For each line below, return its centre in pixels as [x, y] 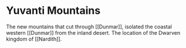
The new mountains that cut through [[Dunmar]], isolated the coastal [89, 27]
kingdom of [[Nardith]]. [34, 39]
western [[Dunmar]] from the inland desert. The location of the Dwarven [93, 32]
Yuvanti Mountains [53, 11]
